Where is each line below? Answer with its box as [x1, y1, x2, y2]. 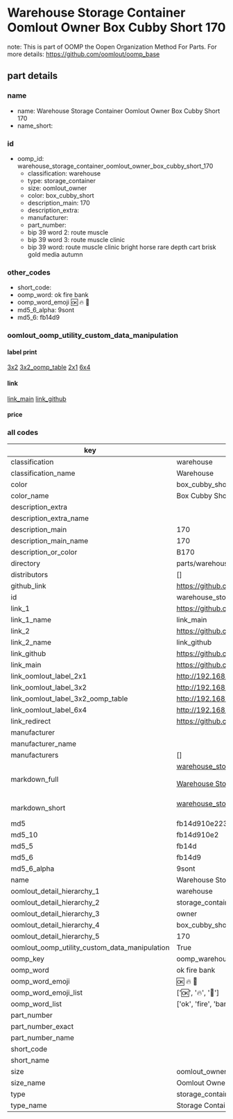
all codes [7, 428, 39, 438]
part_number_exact [10, 1022, 74, 1032]
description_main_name [10, 536, 89, 546]
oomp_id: [17, 154, 44, 162]
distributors [10, 570, 49, 580]
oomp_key [10, 954, 45, 964]
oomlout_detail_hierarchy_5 [10, 932, 100, 941]
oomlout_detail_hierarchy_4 [10, 921, 100, 930]
